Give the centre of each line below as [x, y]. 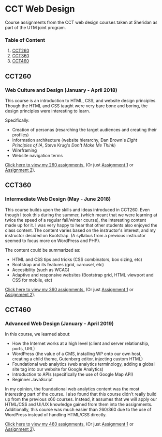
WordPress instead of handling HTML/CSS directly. [56, 415]
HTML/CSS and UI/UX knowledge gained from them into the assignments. [79, 405]
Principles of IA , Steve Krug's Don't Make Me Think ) [64, 145]
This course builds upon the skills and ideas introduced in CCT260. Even [77, 210]
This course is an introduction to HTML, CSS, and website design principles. [81, 100]
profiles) [20, 135]
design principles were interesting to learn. [48, 111]
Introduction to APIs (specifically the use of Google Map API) [73, 374]
